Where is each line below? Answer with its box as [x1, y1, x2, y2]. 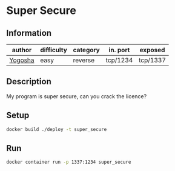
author [12, 46, 32, 54]
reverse [73, 56, 95, 64]
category [73, 46, 100, 54]
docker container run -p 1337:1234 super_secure [6, 159, 131, 166]
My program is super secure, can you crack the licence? [6, 92, 147, 100]
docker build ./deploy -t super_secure [6, 126, 107, 132]
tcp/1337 [138, 56, 167, 64]
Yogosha [9, 56, 35, 64]
